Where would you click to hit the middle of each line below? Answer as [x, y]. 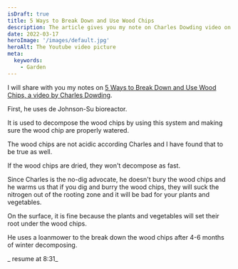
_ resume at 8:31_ [33, 258]
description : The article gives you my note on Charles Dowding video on [119, 27]
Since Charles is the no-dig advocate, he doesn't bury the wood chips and [117, 179]
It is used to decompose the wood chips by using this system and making [115, 123]
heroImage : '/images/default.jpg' [59, 41]
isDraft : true [29, 14]
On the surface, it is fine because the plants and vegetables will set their [113, 215]
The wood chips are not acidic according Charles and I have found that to [115, 144]
